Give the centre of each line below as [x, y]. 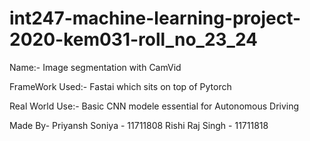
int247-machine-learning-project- [155, 18]
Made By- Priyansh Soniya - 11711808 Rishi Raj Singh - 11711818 [139, 125]
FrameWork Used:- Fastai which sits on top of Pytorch [120, 86]
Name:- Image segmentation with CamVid [95, 67]
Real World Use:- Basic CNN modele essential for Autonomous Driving [154, 106]
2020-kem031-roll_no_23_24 [134, 39]
